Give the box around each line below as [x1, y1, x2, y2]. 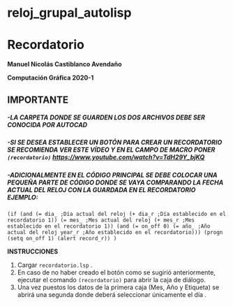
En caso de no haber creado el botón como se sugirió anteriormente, [17, 268, 216, 277]
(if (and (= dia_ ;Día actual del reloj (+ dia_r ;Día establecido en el [7, 211, 227, 218]
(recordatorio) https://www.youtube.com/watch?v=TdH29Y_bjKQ [7, 153, 205, 161]
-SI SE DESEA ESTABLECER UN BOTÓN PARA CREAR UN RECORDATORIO [7, 138, 223, 147]
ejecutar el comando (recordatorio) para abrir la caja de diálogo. [17, 276, 206, 284]
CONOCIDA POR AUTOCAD [7, 121, 88, 129]
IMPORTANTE [7, 94, 68, 105]
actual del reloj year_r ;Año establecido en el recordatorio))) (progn [7, 229, 223, 236]
